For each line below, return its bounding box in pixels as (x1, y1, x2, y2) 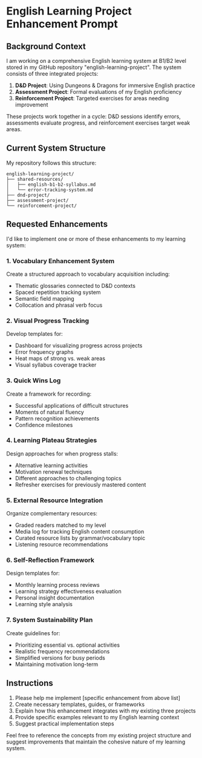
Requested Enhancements (6, 219, 108, 229)
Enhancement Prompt (6, 17, 118, 31)
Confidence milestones (15, 421, 73, 428)
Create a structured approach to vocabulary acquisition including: (6, 270, 171, 278)
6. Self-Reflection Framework (6, 556, 95, 564)
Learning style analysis (15, 601, 73, 608)
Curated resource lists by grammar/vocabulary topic (15, 534, 146, 542)
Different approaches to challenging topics (15, 474, 122, 482)
